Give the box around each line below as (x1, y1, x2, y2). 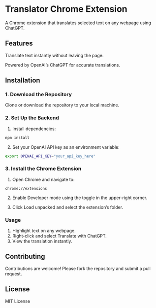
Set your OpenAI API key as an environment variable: (12, 144, 120, 150)
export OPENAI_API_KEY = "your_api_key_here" (5, 154, 96, 159)
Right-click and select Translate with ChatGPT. (12, 233, 107, 239)
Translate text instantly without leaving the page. (5, 52, 104, 58)
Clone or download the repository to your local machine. (5, 102, 120, 108)
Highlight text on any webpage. (12, 228, 76, 234)
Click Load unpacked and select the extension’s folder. (12, 204, 124, 210)
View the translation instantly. (12, 238, 72, 244)
